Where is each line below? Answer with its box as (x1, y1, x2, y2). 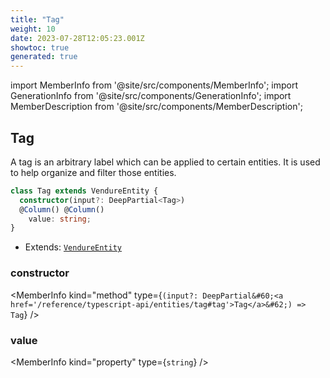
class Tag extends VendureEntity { (10, 186, 159, 196)
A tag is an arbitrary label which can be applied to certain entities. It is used (10, 156, 321, 168)
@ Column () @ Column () (19, 204, 105, 215)
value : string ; (28, 214, 92, 224)
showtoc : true (10, 42, 70, 53)
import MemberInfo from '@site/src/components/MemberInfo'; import (10, 79, 299, 91)
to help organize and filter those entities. (10, 166, 177, 178)
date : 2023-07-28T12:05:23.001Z (10, 33, 145, 43)
